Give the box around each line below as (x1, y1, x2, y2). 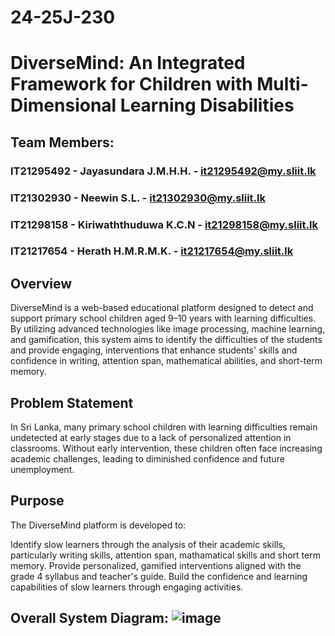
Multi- (256, 73, 309, 96)
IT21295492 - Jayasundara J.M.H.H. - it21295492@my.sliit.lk (10, 164, 317, 178)
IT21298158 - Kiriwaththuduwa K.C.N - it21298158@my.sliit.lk (10, 217, 318, 231)
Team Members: (10, 134, 115, 151)
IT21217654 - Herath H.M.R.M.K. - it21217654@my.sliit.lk (10, 244, 294, 258)
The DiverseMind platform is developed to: (10, 519, 187, 531)
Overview (10, 275, 73, 292)
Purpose (10, 492, 65, 510)
